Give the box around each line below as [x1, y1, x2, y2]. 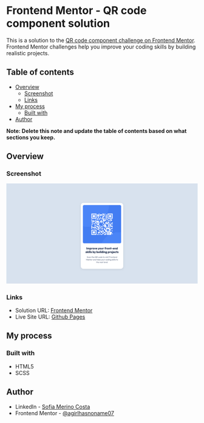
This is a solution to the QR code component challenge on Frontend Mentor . [6, 36, 195, 44]
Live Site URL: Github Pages [15, 313, 86, 320]
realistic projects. [6, 49, 50, 56]
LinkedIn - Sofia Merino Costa [15, 403, 90, 410]
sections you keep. [6, 134, 56, 141]
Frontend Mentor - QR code [6, 4, 147, 18]
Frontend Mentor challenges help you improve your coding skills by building [6, 43, 196, 50]
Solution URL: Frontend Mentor [15, 307, 93, 314]
